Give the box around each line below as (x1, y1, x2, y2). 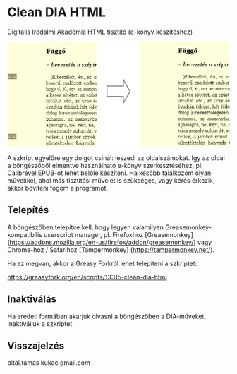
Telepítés (7, 204, 49, 216)
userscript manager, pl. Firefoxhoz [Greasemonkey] (43, 230, 194, 239)
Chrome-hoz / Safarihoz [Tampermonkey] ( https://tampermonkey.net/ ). (7, 245, 215, 254)
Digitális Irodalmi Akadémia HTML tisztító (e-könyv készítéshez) (7, 28, 193, 36)
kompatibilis (7, 230, 42, 239)
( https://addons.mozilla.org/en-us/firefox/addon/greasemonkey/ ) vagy (7, 238, 212, 246)
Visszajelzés (7, 340, 65, 351)
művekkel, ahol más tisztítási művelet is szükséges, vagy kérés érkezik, (7, 176, 215, 184)
